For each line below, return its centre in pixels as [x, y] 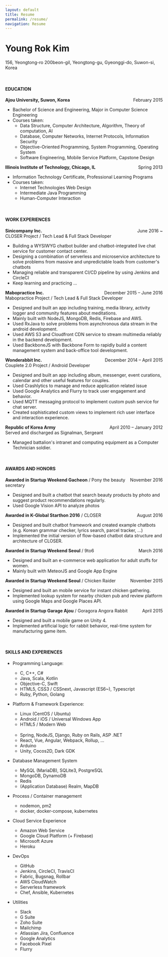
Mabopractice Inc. [24, 292]
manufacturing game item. [39, 631]
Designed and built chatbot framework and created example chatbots [84, 525]
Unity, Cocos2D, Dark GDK [47, 751]
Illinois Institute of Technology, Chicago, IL [50, 167]
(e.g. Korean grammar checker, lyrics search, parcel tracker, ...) [77, 530]
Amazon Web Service [42, 830]
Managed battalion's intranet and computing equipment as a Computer [85, 442]
